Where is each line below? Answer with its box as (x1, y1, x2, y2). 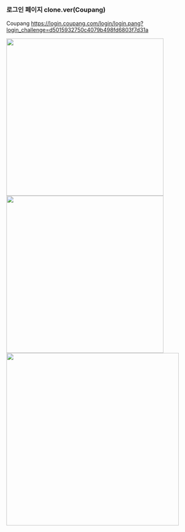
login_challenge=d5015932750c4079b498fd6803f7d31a (6, 26, 149, 34)
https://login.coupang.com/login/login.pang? (31, 20, 144, 27)
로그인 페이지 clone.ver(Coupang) (6, 5, 106, 13)
